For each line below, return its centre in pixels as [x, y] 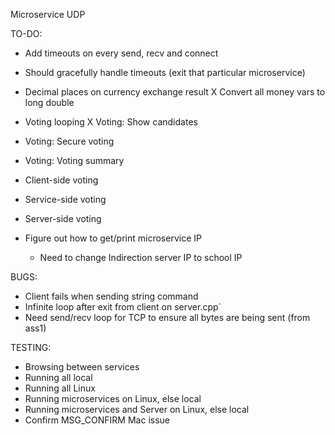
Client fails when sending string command [111, 296]
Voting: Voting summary [74, 160]
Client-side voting [61, 180]
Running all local [58, 377]
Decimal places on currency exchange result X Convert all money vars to [175, 92]
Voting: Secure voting [69, 141]
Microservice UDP [48, 14]
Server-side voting [63, 218]
